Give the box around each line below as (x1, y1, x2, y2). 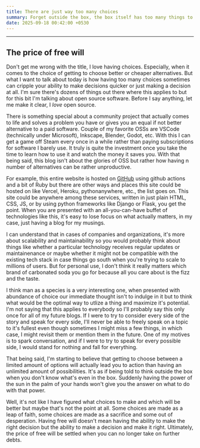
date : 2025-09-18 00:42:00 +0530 (6, 20, 89, 26)
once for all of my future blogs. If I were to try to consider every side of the (6, 312, 189, 319)
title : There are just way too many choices (6, 8, 118, 15)
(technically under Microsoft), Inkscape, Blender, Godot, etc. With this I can (6, 132, 190, 139)
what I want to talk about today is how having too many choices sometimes (6, 76, 190, 83)
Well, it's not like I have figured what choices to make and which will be (6, 399, 180, 406)
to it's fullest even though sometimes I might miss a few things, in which (6, 325, 183, 332)
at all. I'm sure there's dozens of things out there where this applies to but (6, 89, 187, 96)
